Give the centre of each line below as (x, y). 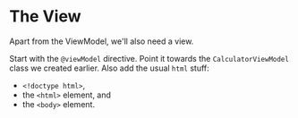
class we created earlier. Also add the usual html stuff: (110, 68)
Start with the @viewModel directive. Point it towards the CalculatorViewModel (149, 58)
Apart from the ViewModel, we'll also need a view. (102, 41)
